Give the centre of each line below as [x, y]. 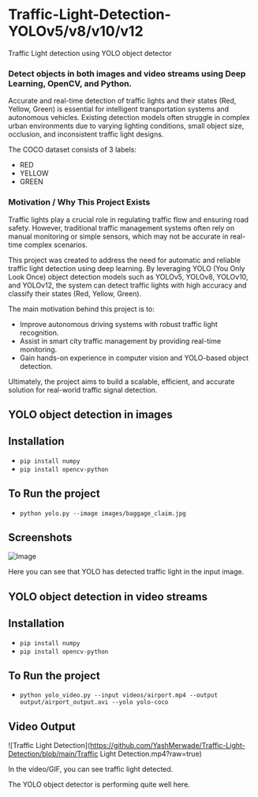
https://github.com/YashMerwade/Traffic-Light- [168, 746]
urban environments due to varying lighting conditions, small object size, [126, 126]
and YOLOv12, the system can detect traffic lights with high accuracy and [127, 285]
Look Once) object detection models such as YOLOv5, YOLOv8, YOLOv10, [128, 276]
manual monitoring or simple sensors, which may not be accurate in [118, 236]
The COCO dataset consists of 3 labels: [72, 150]
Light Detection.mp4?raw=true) [151, 754]
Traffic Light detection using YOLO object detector [90, 53]
